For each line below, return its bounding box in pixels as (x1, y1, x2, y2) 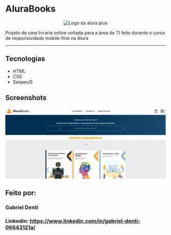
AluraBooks (5, 3, 56, 15)
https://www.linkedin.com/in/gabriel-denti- (30, 218, 141, 225)
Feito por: (5, 189, 37, 197)
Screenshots (5, 93, 47, 102)
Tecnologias (5, 54, 45, 63)
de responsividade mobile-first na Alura (5, 35, 89, 41)
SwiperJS (12, 79, 33, 85)
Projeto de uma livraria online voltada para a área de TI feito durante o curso (5, 29, 165, 36)
